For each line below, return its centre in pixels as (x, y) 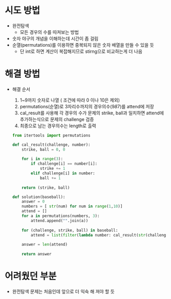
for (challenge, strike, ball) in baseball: (70, 230)
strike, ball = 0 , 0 (44, 149)
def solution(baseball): (39, 197)
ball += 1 (50, 178)
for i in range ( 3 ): (42, 159)
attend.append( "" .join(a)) (60, 221)
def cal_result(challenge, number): (51, 145)
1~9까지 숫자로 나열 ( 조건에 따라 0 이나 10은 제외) (70, 100)
